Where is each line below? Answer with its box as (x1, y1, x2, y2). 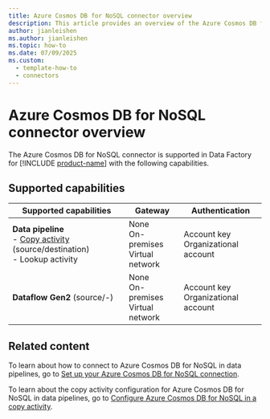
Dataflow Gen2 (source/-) (12, 292, 114, 303)
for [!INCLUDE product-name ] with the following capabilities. (8, 158, 210, 168)
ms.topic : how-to (8, 42, 67, 50)
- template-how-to (15, 64, 78, 72)
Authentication (191, 205, 251, 217)
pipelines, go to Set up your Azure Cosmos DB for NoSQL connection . (8, 369, 239, 379)
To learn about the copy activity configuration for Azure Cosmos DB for (8, 384, 244, 394)
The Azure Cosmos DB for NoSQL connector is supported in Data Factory (8, 149, 252, 159)
